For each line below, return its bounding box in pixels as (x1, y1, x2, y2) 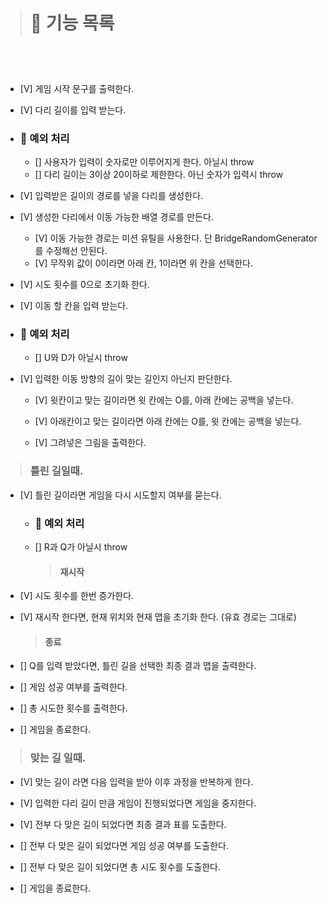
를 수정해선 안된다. (34, 245, 108, 257)
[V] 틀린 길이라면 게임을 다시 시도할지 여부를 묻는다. (19, 489, 222, 501)
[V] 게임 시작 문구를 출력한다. (19, 82, 135, 94)
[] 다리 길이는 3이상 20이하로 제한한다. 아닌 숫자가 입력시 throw (34, 169, 284, 181)
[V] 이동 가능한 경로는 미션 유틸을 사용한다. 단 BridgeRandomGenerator (34, 232, 318, 244)
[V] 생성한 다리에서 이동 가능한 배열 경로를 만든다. (19, 211, 214, 223)
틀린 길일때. (29, 464, 84, 478)
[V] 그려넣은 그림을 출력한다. (34, 437, 147, 449)
